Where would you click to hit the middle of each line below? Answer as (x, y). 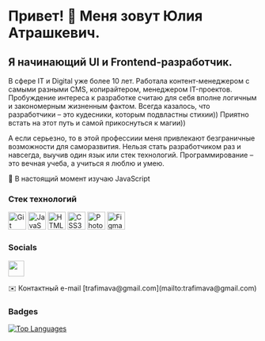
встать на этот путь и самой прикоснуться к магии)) (97, 123)
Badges (23, 311)
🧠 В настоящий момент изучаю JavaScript (79, 178)
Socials (23, 248)
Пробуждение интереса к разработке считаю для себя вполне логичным (132, 97)
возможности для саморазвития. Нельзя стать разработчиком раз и (125, 146)
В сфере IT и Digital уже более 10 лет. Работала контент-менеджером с (129, 81)
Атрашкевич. (54, 33)
